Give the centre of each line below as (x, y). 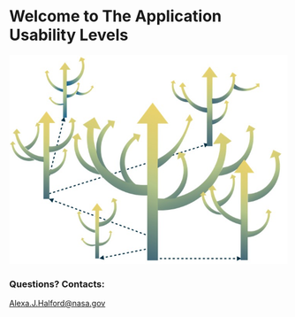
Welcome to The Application (116, 16)
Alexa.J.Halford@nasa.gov (57, 304)
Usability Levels (69, 35)
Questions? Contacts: (57, 283)
